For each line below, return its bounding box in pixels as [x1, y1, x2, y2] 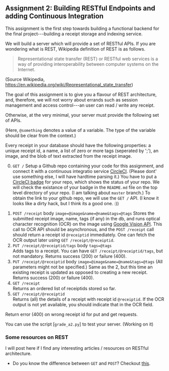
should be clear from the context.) [5, 132, 77, 138]
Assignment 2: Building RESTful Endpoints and [5, 4, 155, 13]
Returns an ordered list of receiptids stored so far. [12, 285, 116, 291]
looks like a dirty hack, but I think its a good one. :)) [12, 200, 120, 206]
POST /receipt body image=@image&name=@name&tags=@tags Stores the [12, 210, 155, 216]
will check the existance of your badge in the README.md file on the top [12, 184, 158, 190]
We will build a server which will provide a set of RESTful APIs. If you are [5, 40, 156, 47]
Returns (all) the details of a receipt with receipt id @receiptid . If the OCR [12, 296, 164, 302]
